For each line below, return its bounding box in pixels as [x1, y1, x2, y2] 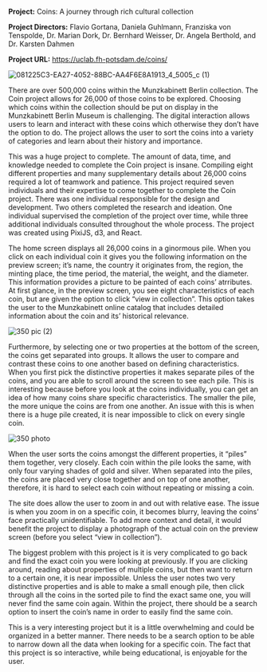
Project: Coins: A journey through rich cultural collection [8, 7, 194, 16]
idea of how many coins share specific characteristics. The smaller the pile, [8, 393, 257, 402]
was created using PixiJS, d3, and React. [8, 228, 143, 238]
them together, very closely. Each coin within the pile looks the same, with [8, 458, 251, 467]
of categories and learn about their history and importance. [8, 136, 203, 146]
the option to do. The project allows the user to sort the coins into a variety [8, 128, 253, 137]
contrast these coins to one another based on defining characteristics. [8, 359, 239, 368]
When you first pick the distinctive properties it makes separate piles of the [8, 367, 255, 377]
